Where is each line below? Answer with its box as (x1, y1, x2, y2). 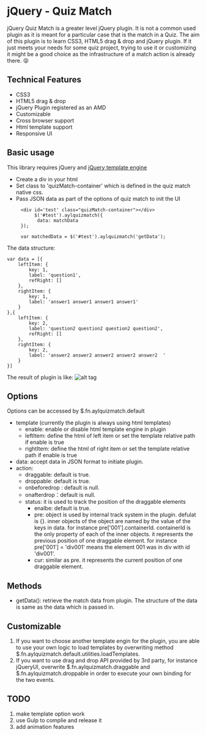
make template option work (15, 710, 85, 717)
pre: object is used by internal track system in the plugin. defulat (34, 511, 196, 518)
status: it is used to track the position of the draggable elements (24, 498, 186, 505)
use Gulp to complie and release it (15, 716, 102, 724)
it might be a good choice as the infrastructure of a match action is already (7, 50, 195, 57)
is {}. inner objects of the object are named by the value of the (34, 518, 191, 525)
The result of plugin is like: (7, 374, 74, 381)
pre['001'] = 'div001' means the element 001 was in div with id (34, 543, 190, 551)
